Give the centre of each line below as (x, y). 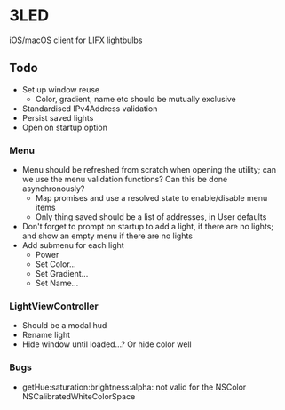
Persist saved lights (58, 117)
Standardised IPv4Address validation (90, 109)
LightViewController (54, 306)
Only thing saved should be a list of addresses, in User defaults (151, 217)
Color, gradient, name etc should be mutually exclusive (136, 99)
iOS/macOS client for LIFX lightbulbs (76, 40)
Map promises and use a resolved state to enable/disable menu (151, 198)
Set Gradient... (62, 274)
